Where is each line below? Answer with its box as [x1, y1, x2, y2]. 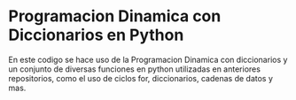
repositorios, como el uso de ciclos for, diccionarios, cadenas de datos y [8, 73, 274, 83]
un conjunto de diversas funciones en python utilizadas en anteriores [8, 64, 261, 74]
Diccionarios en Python [8, 25, 184, 45]
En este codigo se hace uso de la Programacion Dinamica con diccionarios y [8, 54, 288, 65]
